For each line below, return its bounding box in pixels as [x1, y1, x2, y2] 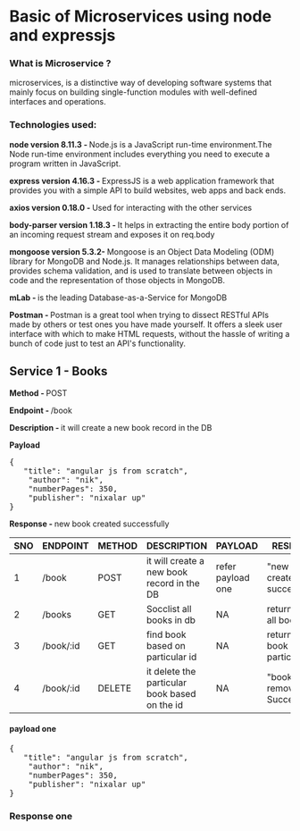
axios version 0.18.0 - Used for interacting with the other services [9, 202, 253, 213]
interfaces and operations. [9, 97, 107, 107]
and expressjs [9, 25, 116, 46]
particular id [146, 651, 197, 663]
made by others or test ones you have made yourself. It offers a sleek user [9, 319, 283, 330]
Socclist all [146, 602, 192, 615]
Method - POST [9, 387, 68, 399]
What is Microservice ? [9, 57, 112, 70]
